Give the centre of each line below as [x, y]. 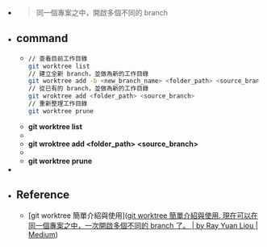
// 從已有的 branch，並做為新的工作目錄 [88, 89]
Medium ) [43, 234]
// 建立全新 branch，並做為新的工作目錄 [88, 73]
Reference [43, 195]
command [42, 38]
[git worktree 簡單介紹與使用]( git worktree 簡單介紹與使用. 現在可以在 [143, 215]
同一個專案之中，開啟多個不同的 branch [102, 13]
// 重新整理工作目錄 [58, 104]
